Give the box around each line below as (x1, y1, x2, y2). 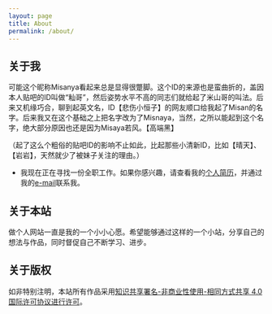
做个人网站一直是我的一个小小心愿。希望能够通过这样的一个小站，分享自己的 (8, 227, 265, 237)
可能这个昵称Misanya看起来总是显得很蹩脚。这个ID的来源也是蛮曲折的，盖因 (8, 82, 264, 92)
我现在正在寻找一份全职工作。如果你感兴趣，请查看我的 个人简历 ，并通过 (19, 168, 262, 177)
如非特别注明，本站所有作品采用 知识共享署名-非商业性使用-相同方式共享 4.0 (8, 286, 262, 296)
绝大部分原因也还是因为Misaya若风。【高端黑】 (22, 123, 179, 133)
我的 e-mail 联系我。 (19, 178, 85, 188)
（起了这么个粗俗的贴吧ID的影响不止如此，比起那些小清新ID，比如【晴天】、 (8, 140, 261, 150)
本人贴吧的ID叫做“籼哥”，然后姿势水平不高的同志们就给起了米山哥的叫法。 (8, 93, 257, 102)
